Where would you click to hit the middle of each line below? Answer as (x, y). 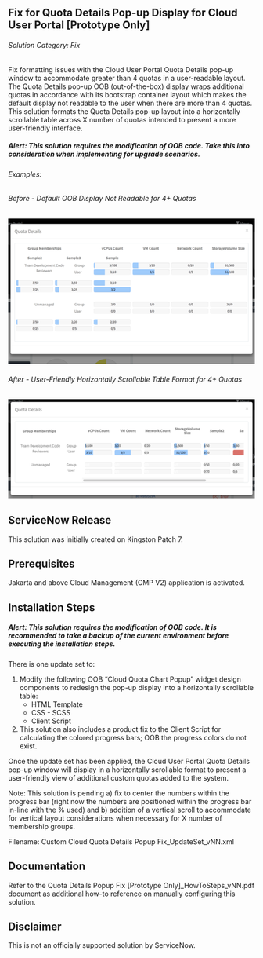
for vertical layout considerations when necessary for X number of (115, 818)
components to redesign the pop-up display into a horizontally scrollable (137, 687)
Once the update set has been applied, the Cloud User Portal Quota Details (129, 761)
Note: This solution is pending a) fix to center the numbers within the (119, 793)
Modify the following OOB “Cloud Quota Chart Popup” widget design (130, 679)
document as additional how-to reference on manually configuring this (122, 894)
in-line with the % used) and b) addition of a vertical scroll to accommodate (130, 810)
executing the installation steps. (62, 644)
